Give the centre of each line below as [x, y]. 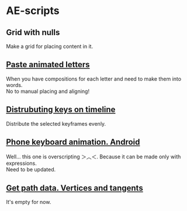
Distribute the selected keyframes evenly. [56, 123]
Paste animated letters [48, 65]
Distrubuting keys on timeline [61, 110]
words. [14, 85]
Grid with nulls [33, 32]
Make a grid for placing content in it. [50, 46]
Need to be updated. [31, 170]
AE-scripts [33, 11]
